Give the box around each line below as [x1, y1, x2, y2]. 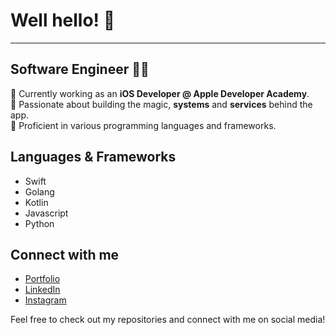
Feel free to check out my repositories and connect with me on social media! [10, 314, 326, 326]
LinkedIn [24, 284, 61, 296]
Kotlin [24, 196, 49, 208]
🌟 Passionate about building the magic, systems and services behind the [10, 98, 313, 110]
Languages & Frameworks [10, 149, 177, 166]
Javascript [24, 207, 69, 219]
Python [24, 217, 55, 229]
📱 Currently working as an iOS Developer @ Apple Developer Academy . [10, 87, 310, 99]
